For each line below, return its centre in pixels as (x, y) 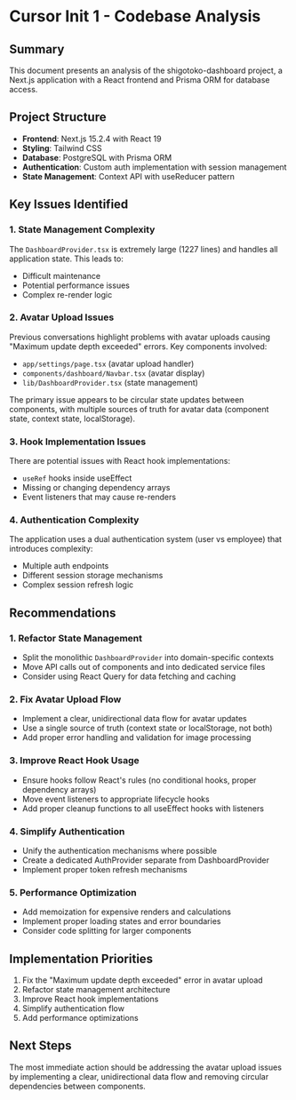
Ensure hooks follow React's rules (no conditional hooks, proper (139, 780)
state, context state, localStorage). (72, 418)
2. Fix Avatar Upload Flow (65, 699)
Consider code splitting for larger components (107, 931)
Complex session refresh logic (78, 585)
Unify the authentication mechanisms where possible (120, 850)
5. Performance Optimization (73, 892)
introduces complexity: (51, 549)
